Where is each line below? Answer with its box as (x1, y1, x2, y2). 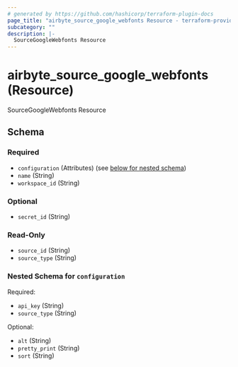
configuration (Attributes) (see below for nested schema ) (17, 164, 186, 172)
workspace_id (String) (17, 179, 80, 187)
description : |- (7, 30, 55, 38)
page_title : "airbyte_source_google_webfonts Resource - (7, 17, 179, 24)
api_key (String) (17, 301, 64, 310)
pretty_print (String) (17, 344, 80, 352)
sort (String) (17, 351, 55, 360)
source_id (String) (17, 246, 71, 255)
